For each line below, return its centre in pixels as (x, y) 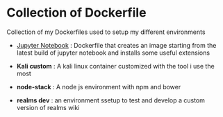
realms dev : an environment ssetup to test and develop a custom (111, 100)
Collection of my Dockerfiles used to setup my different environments (106, 32)
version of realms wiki (48, 107)
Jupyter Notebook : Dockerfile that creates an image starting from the (116, 45)
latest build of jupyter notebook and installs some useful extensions (113, 53)
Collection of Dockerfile (76, 13)
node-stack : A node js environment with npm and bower (99, 87)
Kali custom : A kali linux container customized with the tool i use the (115, 66)
